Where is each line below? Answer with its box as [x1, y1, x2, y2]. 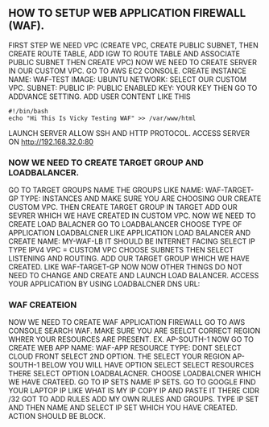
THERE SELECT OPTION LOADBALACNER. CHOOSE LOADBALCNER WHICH [8, 369, 262, 379]
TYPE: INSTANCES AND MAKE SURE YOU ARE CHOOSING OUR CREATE [19, 194, 262, 203]
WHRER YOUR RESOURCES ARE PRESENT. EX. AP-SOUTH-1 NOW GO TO [8, 335, 254, 344]
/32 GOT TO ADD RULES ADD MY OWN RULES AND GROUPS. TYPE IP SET [8, 394, 259, 404]
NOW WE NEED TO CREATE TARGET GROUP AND [8, 157, 204, 168]
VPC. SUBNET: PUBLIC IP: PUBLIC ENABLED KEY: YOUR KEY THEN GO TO [8, 83, 258, 92]
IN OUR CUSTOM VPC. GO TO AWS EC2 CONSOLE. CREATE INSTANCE [8, 66, 247, 76]
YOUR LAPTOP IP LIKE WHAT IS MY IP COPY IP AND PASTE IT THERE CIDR [8, 386, 260, 396]
